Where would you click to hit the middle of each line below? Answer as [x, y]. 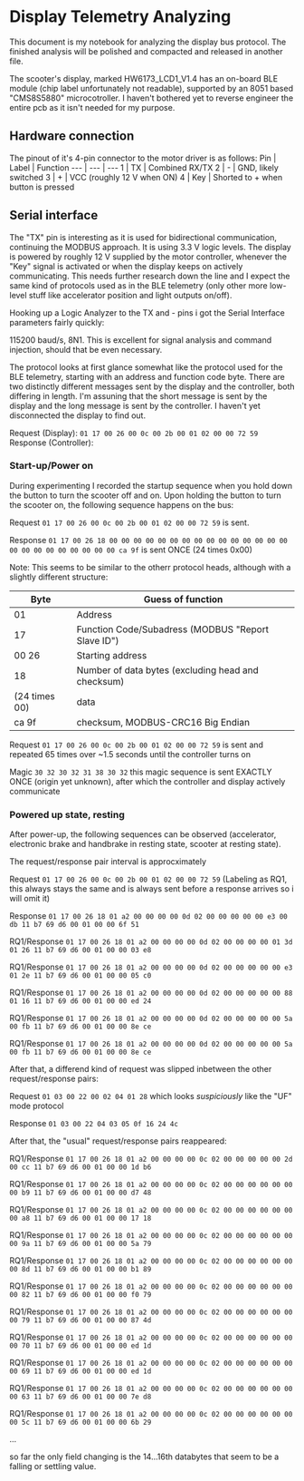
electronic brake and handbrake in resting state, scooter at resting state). [145, 844]
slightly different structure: [59, 577]
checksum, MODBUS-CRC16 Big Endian [163, 722]
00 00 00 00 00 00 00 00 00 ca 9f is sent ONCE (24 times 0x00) [131, 550]
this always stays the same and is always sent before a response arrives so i [152, 889]
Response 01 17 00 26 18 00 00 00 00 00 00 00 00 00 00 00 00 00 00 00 [148, 540]
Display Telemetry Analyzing [120, 17]
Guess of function [183, 599]
